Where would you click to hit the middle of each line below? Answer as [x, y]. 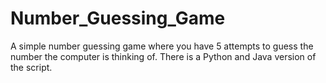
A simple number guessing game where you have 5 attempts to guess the [162, 46]
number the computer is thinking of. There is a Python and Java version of [163, 56]
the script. [31, 67]
